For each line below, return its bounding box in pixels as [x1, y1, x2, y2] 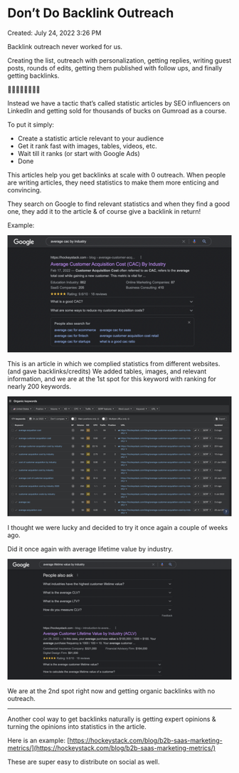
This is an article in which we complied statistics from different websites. [7, 359, 221, 368]
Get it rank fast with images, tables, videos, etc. [17, 141, 158, 150]
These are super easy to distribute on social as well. [7, 757, 160, 767]
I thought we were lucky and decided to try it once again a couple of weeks [7, 523, 228, 531]
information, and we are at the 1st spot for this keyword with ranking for [7, 374, 217, 383]
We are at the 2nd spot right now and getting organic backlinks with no [7, 687, 216, 695]
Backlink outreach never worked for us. [7, 42, 123, 51]
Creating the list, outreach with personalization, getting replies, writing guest [7, 56, 232, 65]
